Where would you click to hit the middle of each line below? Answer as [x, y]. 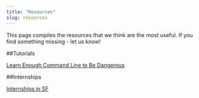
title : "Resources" [31, 12]
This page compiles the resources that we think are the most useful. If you [100, 35]
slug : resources [27, 18]
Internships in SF [27, 88]
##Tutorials [21, 53]
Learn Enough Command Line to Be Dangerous [66, 65]
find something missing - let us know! [53, 41]
